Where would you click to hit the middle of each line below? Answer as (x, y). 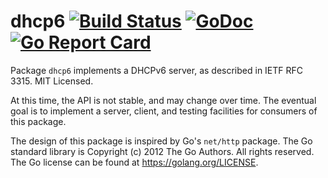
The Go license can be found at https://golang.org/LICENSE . (134, 162)
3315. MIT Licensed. (52, 81)
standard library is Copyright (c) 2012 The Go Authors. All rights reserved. (162, 151)
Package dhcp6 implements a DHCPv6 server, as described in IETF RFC (157, 70)
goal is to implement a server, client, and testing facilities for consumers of (164, 111)
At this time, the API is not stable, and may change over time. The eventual (163, 100)
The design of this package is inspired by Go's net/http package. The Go (161, 141)
